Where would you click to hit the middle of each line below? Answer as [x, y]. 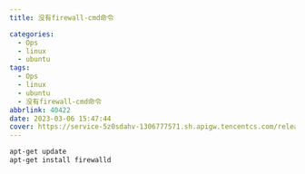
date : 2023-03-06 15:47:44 [60, 119]
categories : [32, 34]
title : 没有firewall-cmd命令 [62, 18]
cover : [22, 127]
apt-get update [38, 152]
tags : [20, 68]
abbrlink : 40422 [40, 110]
